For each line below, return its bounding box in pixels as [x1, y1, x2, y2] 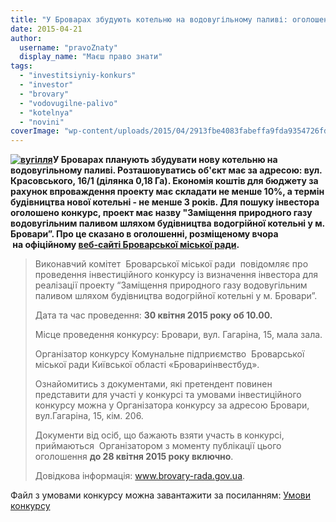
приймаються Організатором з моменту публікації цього [34, 440, 282, 452]
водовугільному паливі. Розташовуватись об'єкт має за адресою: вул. [10, 164, 323, 176]
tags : [10, 61, 33, 71]
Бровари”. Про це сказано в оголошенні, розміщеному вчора [10, 228, 279, 240]
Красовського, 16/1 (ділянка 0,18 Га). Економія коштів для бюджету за [10, 175, 319, 187]
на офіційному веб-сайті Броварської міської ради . [12, 239, 240, 251]
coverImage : [10, 126, 60, 136]
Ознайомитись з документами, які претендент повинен [34, 378, 273, 390]
